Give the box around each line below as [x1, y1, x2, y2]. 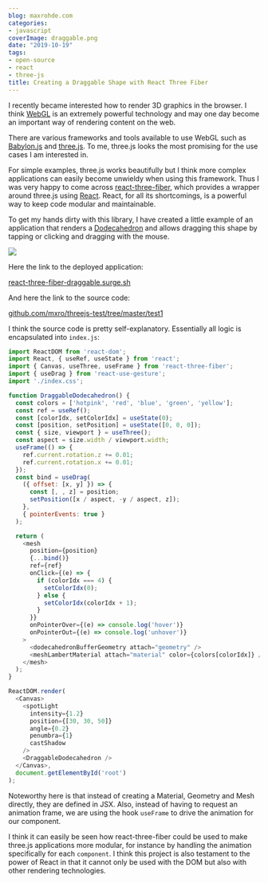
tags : [8, 49, 26, 57]
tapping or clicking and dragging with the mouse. [8, 231, 170, 241]
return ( [15, 532, 45, 540]
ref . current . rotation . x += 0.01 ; [22, 458, 134, 467]
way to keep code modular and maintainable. [8, 199, 156, 208]
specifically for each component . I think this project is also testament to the [8, 849, 250, 858]
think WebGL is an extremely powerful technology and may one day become [8, 108, 260, 118]
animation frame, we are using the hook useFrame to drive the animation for [8, 807, 254, 818]
